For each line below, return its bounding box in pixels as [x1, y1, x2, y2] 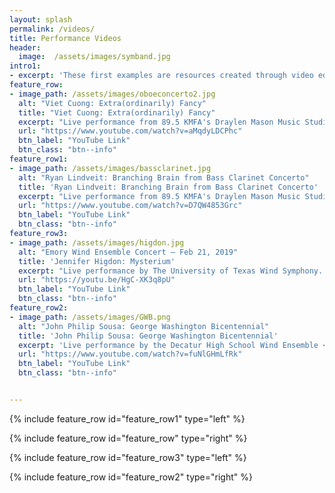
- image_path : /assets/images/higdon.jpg [9, 237, 185, 248]
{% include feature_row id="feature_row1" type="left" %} [9, 412, 246, 425]
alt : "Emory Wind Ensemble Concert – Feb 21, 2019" [18, 247, 239, 257]
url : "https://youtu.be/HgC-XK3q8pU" [18, 275, 176, 285]
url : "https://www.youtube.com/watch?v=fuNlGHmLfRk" [18, 349, 243, 360]
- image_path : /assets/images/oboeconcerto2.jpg [9, 89, 216, 99]
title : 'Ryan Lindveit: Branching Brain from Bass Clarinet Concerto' [18, 182, 319, 192]
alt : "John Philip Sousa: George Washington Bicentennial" [18, 321, 270, 331]
